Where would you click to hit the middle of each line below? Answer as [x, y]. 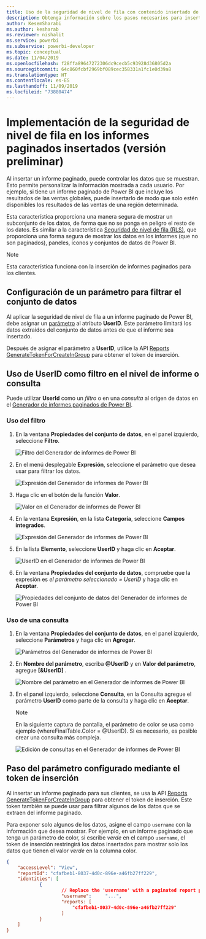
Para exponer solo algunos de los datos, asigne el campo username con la [99, 824]
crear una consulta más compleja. [58, 738]
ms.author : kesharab [33, 29]
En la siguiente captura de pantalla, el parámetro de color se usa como [105, 725]
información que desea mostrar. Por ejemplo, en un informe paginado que [100, 831]
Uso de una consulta [38, 620]
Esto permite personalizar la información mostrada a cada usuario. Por [95, 185]
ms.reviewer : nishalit [35, 35]
